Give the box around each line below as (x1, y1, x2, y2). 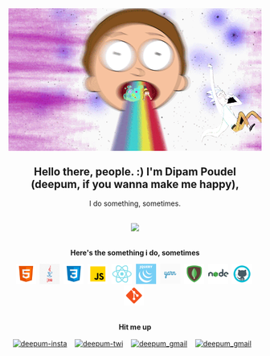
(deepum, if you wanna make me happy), (31, 177, 239, 191)
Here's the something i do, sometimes (70, 248, 200, 258)
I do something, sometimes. (89, 198, 181, 208)
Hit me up (118, 322, 152, 332)
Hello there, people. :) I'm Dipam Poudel (33, 165, 237, 178)
